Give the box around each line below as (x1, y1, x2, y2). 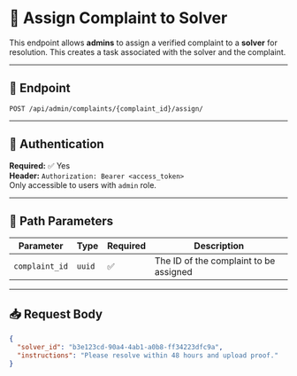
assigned (154, 266, 193, 278)
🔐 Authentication (9, 137, 104, 152)
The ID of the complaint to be (154, 255, 276, 267)
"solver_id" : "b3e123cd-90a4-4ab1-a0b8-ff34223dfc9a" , (17, 343, 224, 352)
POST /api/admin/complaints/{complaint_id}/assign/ (9, 104, 203, 114)
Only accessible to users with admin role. (9, 179, 157, 190)
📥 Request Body (9, 306, 103, 322)
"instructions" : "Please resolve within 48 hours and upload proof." (17, 350, 278, 360)
